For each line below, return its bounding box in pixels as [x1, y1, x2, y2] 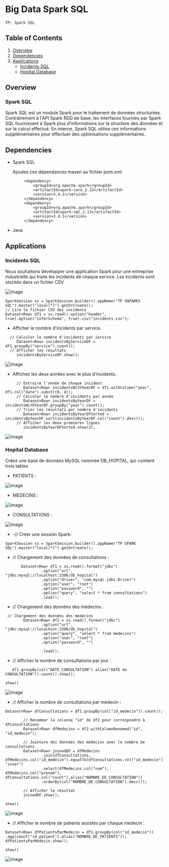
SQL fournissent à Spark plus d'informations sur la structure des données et [5, 120, 163, 126]
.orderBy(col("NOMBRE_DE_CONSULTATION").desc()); [41, 779, 147, 784]
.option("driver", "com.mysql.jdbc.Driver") [41, 577, 136, 582]
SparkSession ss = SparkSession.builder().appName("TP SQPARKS [5, 298, 141, 303]
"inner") [5, 762, 24, 767]
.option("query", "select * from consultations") [41, 590, 147, 595]
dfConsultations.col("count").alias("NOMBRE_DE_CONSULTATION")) [5, 775, 143, 780]
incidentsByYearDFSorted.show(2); [23, 425, 96, 430]
